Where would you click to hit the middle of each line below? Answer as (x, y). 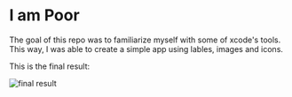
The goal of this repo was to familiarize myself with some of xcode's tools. (145, 40)
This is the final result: (50, 66)
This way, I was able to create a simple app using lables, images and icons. (146, 48)
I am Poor (44, 15)
